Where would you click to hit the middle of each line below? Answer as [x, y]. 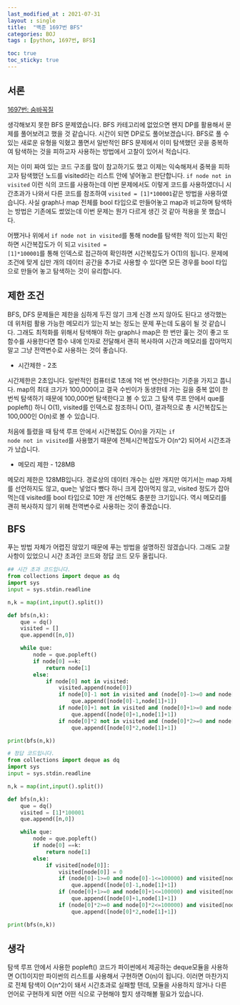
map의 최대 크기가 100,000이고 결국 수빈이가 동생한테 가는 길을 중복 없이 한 [122, 389]
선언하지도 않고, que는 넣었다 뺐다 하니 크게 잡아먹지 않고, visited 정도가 [115, 488]
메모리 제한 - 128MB [46, 464]
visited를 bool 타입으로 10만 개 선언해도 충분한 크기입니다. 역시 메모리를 [126, 497]
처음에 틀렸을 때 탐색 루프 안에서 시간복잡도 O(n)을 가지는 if [91, 431]
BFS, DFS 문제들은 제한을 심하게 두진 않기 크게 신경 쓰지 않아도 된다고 [105, 314]
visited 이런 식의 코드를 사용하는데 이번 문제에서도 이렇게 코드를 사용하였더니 [116, 184]
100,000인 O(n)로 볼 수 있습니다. [54, 416]
